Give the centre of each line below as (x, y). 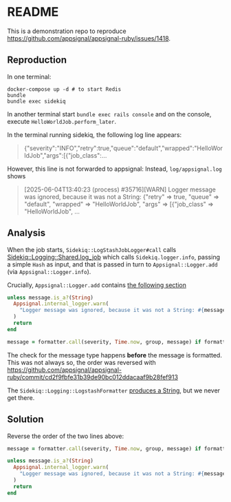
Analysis (26, 233)
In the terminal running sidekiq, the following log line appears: (95, 134)
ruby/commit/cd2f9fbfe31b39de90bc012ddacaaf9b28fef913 (93, 377)
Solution (25, 420)
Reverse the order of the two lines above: (66, 436)
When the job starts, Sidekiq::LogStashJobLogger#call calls (92, 249)
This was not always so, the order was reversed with (81, 362)
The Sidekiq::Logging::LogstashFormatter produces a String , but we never (114, 390)
